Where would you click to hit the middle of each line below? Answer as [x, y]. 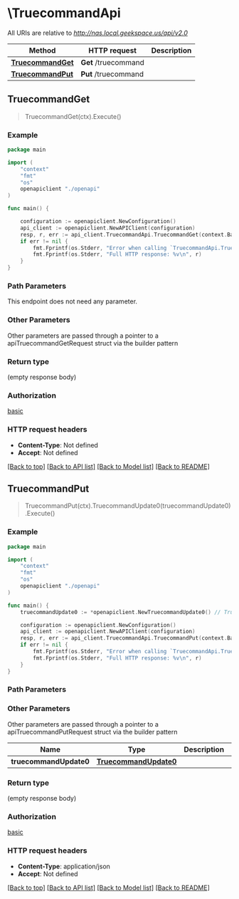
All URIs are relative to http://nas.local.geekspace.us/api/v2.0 [98, 33]
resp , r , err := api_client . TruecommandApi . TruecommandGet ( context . [124, 234]
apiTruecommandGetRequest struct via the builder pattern [93, 343]
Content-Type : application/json [64, 866]
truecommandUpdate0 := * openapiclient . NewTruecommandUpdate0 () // [121, 612]
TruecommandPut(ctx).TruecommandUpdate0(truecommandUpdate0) [128, 506]
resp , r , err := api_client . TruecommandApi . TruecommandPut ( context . [124, 638]
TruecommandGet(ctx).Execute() [73, 116]
